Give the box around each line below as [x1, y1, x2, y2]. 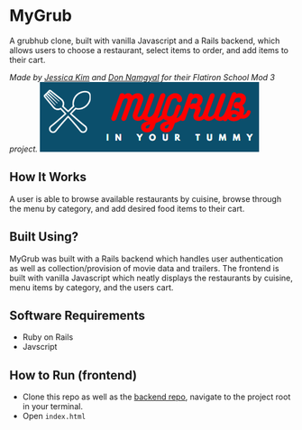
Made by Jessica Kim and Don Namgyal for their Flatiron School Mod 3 [9, 71, 276, 82]
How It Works [9, 169, 87, 185]
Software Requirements [9, 307, 146, 323]
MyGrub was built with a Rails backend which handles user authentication [9, 253, 284, 264]
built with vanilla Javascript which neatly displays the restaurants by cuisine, [9, 272, 293, 283]
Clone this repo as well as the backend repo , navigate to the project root [22, 391, 291, 402]
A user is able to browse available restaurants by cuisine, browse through [9, 193, 282, 204]
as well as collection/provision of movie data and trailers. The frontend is [9, 262, 279, 273]
